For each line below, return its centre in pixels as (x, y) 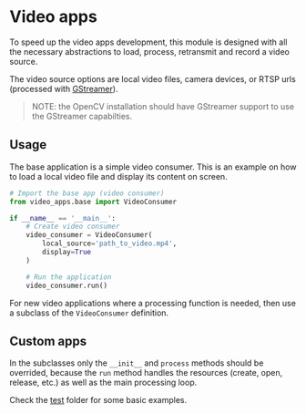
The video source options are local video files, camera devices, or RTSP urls (153, 78)
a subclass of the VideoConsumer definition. (89, 313)
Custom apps (48, 341)
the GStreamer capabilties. (82, 116)
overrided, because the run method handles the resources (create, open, (146, 373)
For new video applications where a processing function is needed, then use (153, 303)
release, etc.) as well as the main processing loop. (103, 383)
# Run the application (69, 277)
